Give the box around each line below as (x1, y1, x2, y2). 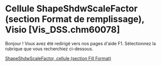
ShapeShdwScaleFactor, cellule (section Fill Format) (5, 55, 111, 61)
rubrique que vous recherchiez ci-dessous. (5, 46, 93, 52)
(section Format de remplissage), (5, 13, 145, 25)
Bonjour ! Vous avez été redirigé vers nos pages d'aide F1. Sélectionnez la (5, 40, 156, 46)
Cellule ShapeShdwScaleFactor (5, 3, 138, 14)
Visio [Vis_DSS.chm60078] (5, 24, 120, 35)
